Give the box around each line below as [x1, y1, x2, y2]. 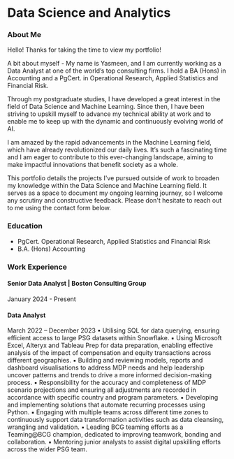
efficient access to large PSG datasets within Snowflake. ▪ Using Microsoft [7, 334, 222, 342]
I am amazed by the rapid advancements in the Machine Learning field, [7, 138, 212, 147]
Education [7, 221, 43, 231]
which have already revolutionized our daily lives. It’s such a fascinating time [7, 145, 227, 154]
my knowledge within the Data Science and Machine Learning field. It [7, 182, 207, 190]
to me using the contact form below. [7, 204, 112, 212]
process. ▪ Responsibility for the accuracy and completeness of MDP [7, 379, 207, 387]
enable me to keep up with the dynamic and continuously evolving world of [7, 117, 224, 126]
